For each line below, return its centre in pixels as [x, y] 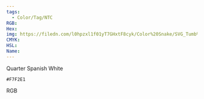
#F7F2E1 [16, 79]
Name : [13, 51]
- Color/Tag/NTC [32, 18]
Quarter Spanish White [35, 68]
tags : [13, 12]
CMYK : [13, 40]
